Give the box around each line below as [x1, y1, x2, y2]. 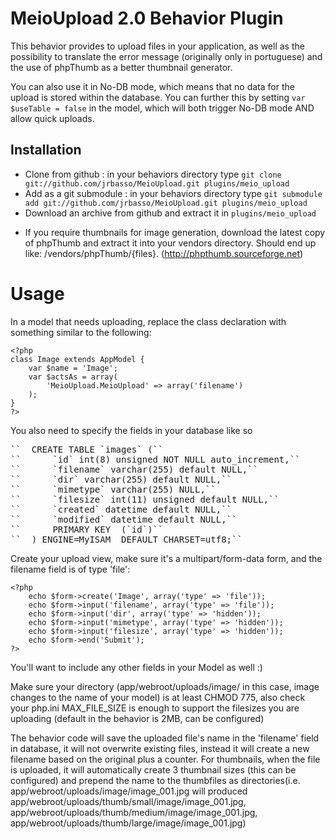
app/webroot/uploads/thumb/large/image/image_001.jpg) [10, 817, 247, 829]
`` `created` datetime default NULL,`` [10, 503, 233, 515]
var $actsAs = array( [28, 372, 118, 382]
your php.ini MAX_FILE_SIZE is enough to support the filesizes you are [10, 702, 300, 714]
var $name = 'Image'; [28, 363, 118, 373]
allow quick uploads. [10, 112, 95, 124]
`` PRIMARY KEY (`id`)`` [10, 523, 164, 535]
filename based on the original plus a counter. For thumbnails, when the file [10, 753, 321, 765]
